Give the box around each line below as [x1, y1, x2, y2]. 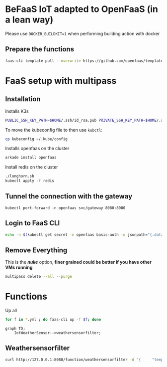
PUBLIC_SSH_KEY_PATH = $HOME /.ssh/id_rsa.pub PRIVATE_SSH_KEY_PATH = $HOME [5, 118, 157, 123]
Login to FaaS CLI [5, 219, 60, 227]
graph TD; [5, 326, 26, 331]
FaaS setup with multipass [5, 75, 117, 86]
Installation [5, 95, 41, 103]
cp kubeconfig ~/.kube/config [5, 136, 68, 142]
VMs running [5, 264, 33, 270]
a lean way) [5, 14, 54, 25]
